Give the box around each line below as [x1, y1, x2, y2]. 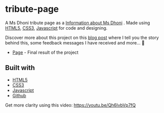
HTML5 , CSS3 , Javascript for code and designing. [5, 25, 108, 31]
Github [12, 92, 26, 98]
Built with [5, 64, 35, 72]
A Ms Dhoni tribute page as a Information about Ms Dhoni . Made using [5, 20, 150, 26]
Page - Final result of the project [12, 49, 79, 55]
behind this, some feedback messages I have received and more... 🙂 [5, 39, 145, 45]
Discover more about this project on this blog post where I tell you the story [5, 35, 159, 40]
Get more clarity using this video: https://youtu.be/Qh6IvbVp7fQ [5, 102, 136, 108]
